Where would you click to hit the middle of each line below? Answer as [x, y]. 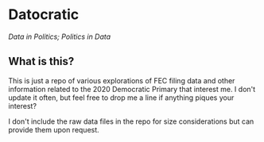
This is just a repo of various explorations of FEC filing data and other [122, 80]
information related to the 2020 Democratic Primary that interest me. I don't [132, 89]
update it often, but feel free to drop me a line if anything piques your [121, 98]
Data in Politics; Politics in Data [60, 36]
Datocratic [44, 15]
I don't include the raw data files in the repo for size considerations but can [131, 121]
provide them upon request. [54, 129]
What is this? [41, 61]
